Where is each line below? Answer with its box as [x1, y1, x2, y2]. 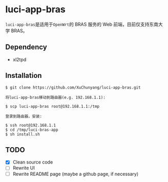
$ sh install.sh [5, 132, 40, 137]
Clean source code [12, 159, 53, 165]
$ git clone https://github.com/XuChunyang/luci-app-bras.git [5, 85, 141, 90]
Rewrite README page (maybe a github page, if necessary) [12, 171, 139, 177]
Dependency [5, 43, 47, 52]
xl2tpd [12, 56, 27, 63]
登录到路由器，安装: [5, 114, 43, 119]
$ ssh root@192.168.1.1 [5, 123, 56, 128]
